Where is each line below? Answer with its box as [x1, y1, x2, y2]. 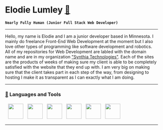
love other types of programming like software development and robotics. [5, 43, 152, 49]
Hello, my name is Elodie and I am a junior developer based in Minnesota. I [5, 33, 154, 39]
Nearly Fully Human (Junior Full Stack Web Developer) [5, 20, 118, 25]
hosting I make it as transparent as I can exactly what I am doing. [5, 74, 135, 80]
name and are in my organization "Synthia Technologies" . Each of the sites [5, 54, 154, 59]
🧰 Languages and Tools [5, 91, 61, 98]
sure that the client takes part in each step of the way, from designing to [5, 69, 149, 75]
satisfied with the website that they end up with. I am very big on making [5, 64, 150, 70]
